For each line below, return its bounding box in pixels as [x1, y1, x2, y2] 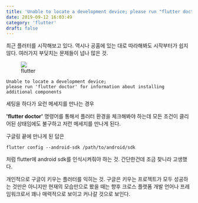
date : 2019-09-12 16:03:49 [6, 14, 72, 20]
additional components [6, 89, 62, 95]
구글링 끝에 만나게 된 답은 [6, 133, 65, 140]
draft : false [6, 25, 38, 31]
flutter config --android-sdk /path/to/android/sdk [6, 144, 136, 151]
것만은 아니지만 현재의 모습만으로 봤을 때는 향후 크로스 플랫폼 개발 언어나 [12, 183, 179, 190]
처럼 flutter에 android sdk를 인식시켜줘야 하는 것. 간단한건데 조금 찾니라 [6, 156, 172, 163]
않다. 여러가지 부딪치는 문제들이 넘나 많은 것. [6, 50, 108, 57]
